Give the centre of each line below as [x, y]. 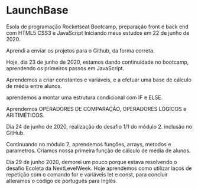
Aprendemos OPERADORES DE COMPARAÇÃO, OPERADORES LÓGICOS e [96, 109]
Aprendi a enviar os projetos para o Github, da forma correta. [80, 50]
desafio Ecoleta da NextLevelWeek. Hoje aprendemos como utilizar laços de [99, 168]
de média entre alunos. [34, 86]
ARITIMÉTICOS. [25, 115]
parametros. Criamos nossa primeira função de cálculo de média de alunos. [98, 150]
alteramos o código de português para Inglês [61, 181]
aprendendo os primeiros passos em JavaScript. [65, 68]
